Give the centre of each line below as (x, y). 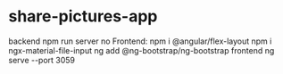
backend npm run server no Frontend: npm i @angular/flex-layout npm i (140, 41)
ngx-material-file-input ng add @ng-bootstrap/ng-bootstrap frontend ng (141, 50)
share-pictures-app (83, 16)
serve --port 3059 (42, 60)
